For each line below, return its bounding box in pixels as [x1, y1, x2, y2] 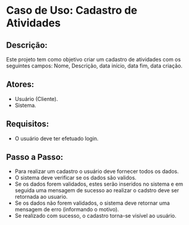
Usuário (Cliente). [14, 95, 58, 102]
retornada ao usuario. [14, 193, 68, 201]
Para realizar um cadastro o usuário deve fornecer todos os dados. [14, 168, 179, 175]
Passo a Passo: [6, 152, 64, 162]
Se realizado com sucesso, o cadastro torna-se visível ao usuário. [14, 212, 177, 220]
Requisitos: [6, 119, 49, 129]
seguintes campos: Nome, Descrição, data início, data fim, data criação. [6, 62, 183, 69]
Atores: [6, 79, 34, 90]
